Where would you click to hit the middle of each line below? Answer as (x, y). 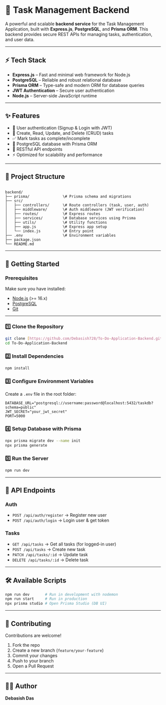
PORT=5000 (15, 416)
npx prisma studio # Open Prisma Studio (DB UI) (56, 604)
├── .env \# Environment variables (61, 236)
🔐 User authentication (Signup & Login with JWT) (62, 127)
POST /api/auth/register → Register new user (60, 515)
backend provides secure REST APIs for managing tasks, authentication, (79, 34)
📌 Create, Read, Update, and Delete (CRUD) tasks (63, 133)
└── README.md (20, 244)
